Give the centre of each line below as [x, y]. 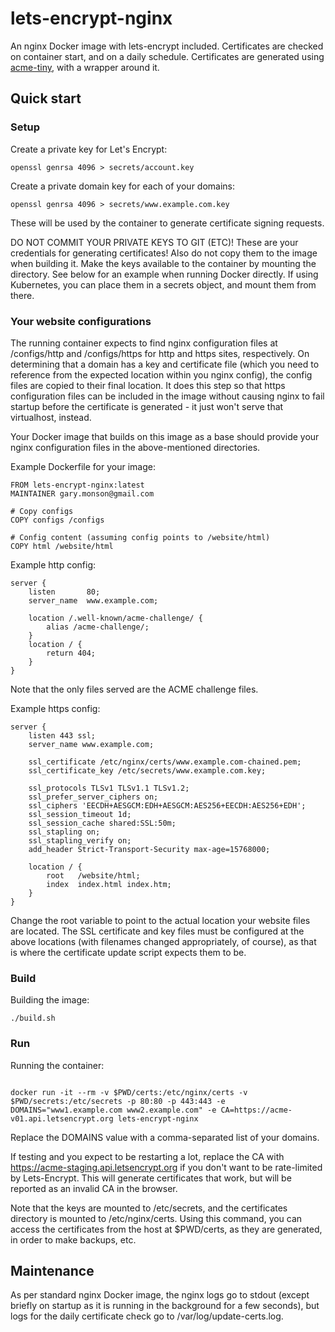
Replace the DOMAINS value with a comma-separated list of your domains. [165, 1137]
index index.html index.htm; [109, 884]
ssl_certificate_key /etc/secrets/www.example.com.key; [147, 770]
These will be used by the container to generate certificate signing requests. [167, 223]
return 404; [71, 653]
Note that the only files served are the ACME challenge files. [134, 689]
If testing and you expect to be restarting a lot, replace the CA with [147, 1156]
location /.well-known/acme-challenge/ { [115, 618]
